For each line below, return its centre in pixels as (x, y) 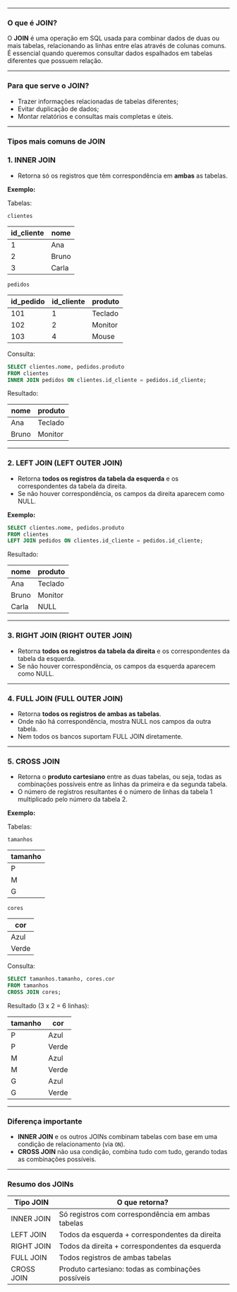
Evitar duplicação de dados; (58, 109)
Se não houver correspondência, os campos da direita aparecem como (121, 493)
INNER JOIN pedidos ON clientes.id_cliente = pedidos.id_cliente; (107, 380)
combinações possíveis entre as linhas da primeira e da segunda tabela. (122, 784)
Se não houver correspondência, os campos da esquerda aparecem (116, 666)
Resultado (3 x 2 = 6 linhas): (48, 1005)
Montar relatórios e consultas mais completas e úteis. (95, 116)
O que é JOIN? (32, 23)
